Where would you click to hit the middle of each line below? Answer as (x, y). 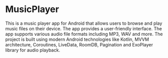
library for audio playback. (33, 50)
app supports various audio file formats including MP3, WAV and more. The (84, 34)
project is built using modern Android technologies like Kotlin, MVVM (77, 39)
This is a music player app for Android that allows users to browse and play (84, 23)
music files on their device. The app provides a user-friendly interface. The (84, 28)
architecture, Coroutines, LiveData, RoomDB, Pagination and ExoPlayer (79, 44)
